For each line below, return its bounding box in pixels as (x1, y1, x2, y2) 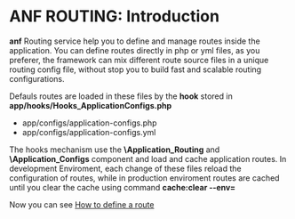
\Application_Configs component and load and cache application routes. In (9, 153, 287, 164)
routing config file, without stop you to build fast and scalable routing (9, 64, 262, 75)
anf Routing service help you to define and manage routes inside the (9, 36, 260, 46)
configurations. (9, 73, 65, 84)
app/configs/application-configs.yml (21, 126, 156, 137)
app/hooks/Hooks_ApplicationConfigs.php (9, 100, 172, 110)
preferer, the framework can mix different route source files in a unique (9, 54, 269, 65)
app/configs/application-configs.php (21, 118, 157, 128)
